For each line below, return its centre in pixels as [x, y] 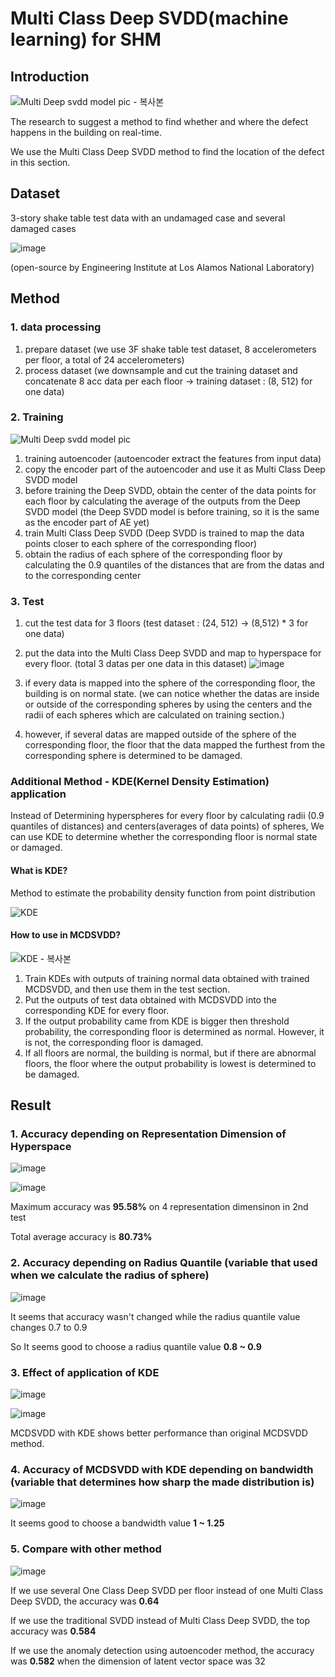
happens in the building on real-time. [86, 132]
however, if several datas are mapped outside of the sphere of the [160, 734]
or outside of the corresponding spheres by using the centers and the [168, 704]
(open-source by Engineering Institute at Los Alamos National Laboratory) [162, 267]
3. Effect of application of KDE [85, 1372]
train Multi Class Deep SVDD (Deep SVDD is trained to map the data [164, 533]
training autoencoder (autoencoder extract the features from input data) [173, 458]
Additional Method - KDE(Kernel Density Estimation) [140, 782]
